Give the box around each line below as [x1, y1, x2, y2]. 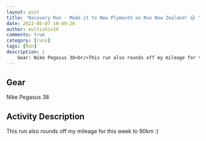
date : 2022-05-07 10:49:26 [6, 20, 75, 26]
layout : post [6, 9, 40, 15]
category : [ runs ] [6, 37, 51, 44]
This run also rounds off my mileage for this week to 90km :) [6, 128, 159, 135]
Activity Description [6, 111, 85, 121]
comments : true [6, 32, 45, 38]
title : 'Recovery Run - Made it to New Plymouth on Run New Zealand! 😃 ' [6, 15, 201, 21]
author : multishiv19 [6, 26, 59, 32]
